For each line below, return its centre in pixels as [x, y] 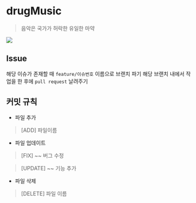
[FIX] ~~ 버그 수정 [42, 155]
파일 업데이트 [30, 143]
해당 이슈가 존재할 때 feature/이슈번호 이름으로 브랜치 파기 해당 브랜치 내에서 [95, 73]
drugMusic [34, 11]
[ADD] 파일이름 [39, 130]
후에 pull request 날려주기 [56, 81]
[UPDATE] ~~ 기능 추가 [49, 168]
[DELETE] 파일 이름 [44, 193]
